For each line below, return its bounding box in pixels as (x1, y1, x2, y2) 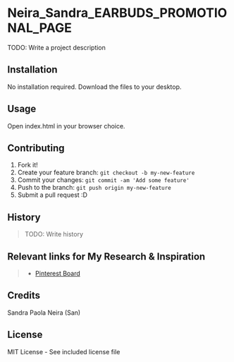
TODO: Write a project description (7, 43, 106, 52)
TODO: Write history (24, 230, 83, 239)
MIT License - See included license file (7, 347, 121, 356)
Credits (7, 289, 41, 301)
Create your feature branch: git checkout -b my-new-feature (17, 168, 195, 177)
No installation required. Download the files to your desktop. (7, 83, 182, 91)
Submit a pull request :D (17, 191, 88, 199)
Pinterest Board (35, 270, 81, 277)
